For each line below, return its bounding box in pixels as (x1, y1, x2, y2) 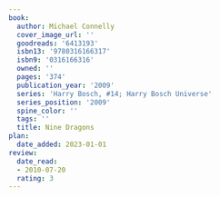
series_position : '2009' (16, 97, 111, 107)
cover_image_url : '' (16, 30, 95, 39)
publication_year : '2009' (16, 81, 115, 90)
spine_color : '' (16, 106, 78, 115)
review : (8, 148, 38, 157)
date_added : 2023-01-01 (16, 140, 106, 149)
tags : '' (16, 114, 50, 123)
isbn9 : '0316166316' (16, 55, 95, 64)
